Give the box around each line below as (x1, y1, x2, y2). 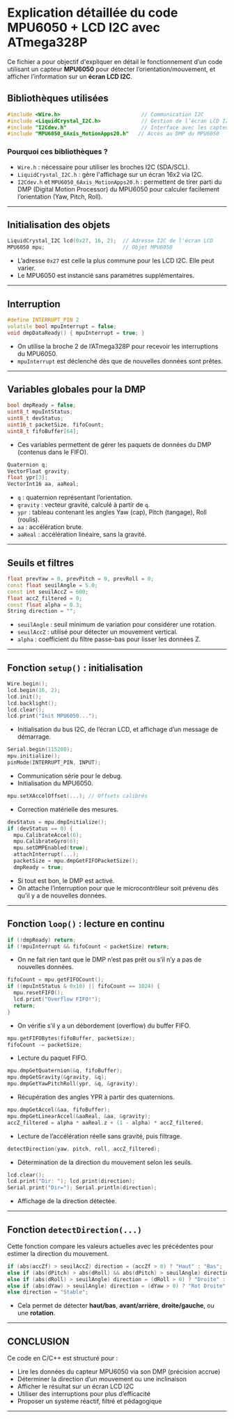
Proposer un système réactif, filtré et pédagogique (17, 1397, 162, 1406)
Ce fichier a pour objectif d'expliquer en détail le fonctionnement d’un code (7, 57, 223, 65)
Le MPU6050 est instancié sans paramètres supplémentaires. (17, 272, 195, 280)
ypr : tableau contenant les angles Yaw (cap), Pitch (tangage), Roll (17, 508, 207, 517)
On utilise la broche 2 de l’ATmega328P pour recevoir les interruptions (17, 342, 219, 350)
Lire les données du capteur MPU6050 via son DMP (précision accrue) (17, 1367, 221, 1376)
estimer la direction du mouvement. (7, 1249, 109, 1257)
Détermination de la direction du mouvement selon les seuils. (17, 1158, 193, 1166)
